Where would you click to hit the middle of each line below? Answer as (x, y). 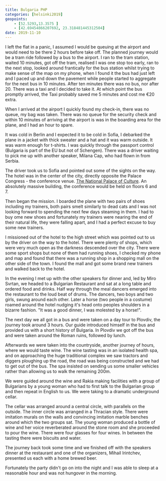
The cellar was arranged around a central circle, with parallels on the (75, 406)
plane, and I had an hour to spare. (40, 125)
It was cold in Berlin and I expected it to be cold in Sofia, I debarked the (78, 135)
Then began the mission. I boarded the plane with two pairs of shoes (75, 201)
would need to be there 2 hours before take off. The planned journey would (82, 52)
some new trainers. (25, 228)
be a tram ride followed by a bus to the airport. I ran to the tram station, (77, 57)
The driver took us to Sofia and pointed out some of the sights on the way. (81, 171)
